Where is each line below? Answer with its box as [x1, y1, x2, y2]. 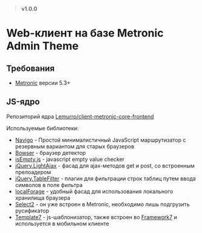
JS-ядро [6, 97, 40, 107]
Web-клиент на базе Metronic [6, 27, 164, 40]
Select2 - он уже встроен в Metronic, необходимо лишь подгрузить [15, 200, 190, 208]
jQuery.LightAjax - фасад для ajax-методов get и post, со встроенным [15, 162, 195, 169]
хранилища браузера [15, 194, 71, 202]
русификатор [15, 207, 50, 214]
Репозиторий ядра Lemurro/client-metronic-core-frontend [6, 113, 154, 120]
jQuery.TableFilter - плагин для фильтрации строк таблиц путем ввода [15, 175, 196, 182]
